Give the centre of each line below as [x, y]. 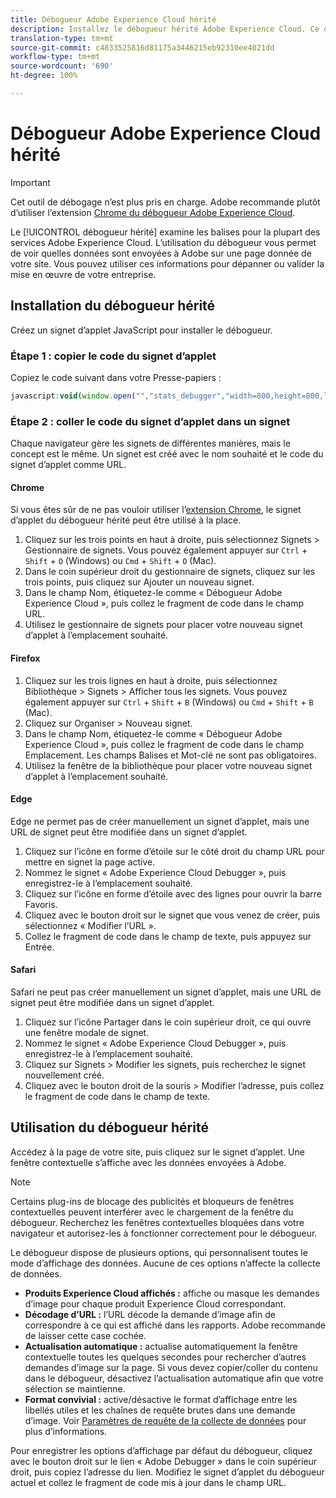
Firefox [25, 658]
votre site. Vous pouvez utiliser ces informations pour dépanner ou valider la [167, 263]
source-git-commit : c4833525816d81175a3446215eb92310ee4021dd [142, 47]
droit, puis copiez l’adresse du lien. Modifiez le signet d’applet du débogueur [167, 1472]
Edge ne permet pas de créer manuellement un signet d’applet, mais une [160, 821]
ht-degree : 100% [44, 76]
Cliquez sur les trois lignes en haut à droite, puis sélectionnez [151, 680]
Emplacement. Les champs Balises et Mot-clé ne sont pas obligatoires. [170, 755]
